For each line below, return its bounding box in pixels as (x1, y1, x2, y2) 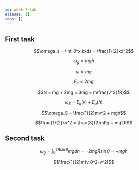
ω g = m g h (73, 58, 95, 65)
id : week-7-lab (5, 7, 37, 12)
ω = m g (75, 68, 92, 75)
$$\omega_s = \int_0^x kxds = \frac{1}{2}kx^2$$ (34, 48, 134, 54)
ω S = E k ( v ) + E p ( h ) (64, 99, 103, 106)
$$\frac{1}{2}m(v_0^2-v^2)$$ (53, 159, 114, 165)
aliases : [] (5, 12, 30, 17)
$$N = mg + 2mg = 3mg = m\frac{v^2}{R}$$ (38, 89, 130, 95)
